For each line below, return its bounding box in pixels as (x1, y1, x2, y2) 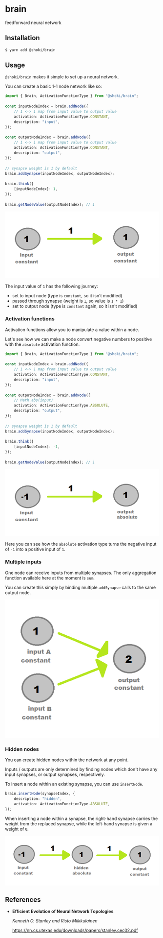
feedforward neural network (5, 20, 62, 25)
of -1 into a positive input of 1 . (5, 546, 66, 552)
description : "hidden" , (14, 796, 62, 801)
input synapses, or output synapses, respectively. (5, 771, 105, 777)
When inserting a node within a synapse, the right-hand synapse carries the (5, 816, 158, 821)
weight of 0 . (5, 826, 29, 832)
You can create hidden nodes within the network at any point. (5, 757, 129, 763)
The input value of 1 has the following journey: (5, 283, 99, 289)
